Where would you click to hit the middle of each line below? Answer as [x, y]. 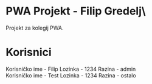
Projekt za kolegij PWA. [35, 28]
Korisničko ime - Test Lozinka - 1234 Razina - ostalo [71, 75]
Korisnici [29, 52]
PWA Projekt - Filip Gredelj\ [76, 11]
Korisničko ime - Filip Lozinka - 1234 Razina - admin [71, 69]
